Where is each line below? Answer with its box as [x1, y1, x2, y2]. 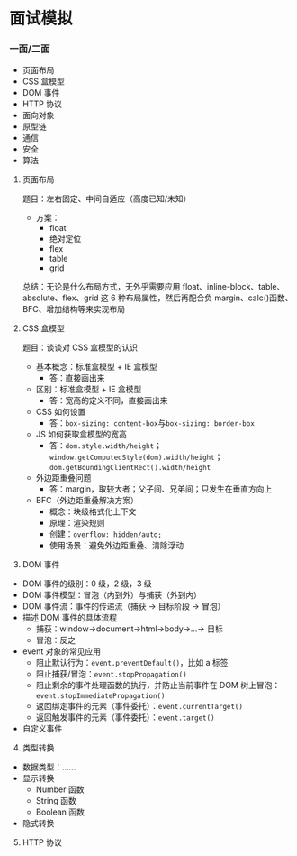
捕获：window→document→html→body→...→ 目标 [35, 623, 223, 634]
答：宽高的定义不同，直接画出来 [49, 395, 168, 406]
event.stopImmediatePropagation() [35, 692, 166, 701]
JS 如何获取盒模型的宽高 [35, 429, 128, 440]
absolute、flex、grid [22, 292, 99, 303]
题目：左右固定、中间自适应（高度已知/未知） [22, 193, 192, 204]
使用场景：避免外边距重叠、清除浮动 [49, 540, 184, 551]
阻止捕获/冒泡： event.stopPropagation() [35, 668, 187, 679]
